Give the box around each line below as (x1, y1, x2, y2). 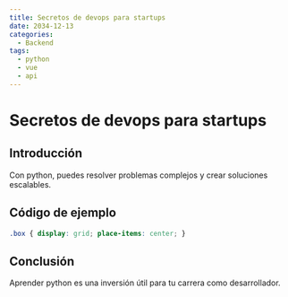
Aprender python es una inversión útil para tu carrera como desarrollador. (9, 277, 281, 288)
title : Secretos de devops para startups (9, 13, 166, 22)
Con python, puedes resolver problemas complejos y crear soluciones (9, 170, 268, 180)
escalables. (9, 179, 52, 189)
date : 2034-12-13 (9, 22, 74, 31)
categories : (9, 30, 54, 39)
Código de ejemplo (9, 205, 116, 221)
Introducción (9, 145, 83, 162)
